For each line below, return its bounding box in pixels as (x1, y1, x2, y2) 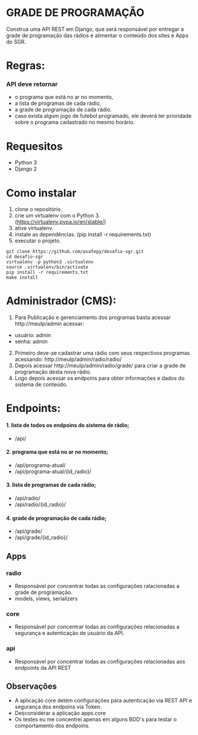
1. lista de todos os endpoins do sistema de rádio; (6, 421, 129, 429)
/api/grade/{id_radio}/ (14, 534, 68, 541)
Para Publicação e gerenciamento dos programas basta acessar (14, 314, 171, 321)
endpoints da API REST (14, 664, 72, 671)
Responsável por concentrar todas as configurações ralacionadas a (14, 582, 180, 589)
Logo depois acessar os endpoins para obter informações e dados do (14, 375, 185, 382)
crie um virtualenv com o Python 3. (14, 212, 100, 219)
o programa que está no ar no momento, (14, 94, 113, 101)
